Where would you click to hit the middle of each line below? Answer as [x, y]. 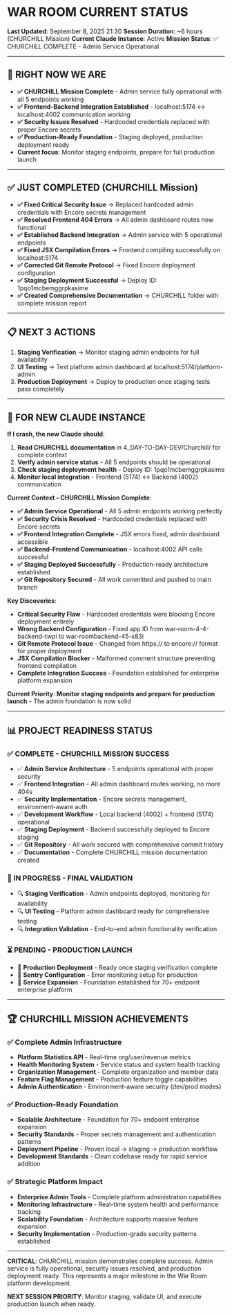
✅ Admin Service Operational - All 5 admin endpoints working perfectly [120, 511]
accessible [32, 542]
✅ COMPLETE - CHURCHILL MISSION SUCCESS [88, 754]
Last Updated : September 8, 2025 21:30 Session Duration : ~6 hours [105, 31]
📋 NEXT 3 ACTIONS [51, 332]
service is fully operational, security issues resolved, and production [104, 1268]
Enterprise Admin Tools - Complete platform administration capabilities [119, 1197]
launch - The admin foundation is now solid [69, 701]
